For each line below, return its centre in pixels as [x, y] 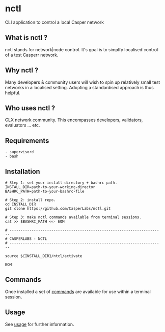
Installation [23, 171]
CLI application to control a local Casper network [55, 22]
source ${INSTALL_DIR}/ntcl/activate [44, 256]
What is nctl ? [26, 38]
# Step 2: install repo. [30, 200]
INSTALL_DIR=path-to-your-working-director [50, 187]
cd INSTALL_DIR [21, 204]
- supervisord [20, 152]
